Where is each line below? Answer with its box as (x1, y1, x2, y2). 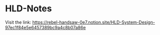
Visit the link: (5, 19, 32, 25)
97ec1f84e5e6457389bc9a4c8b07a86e (5, 24, 86, 30)
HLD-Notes (5, 3, 52, 14)
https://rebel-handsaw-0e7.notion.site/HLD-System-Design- (32, 19, 156, 25)
